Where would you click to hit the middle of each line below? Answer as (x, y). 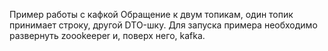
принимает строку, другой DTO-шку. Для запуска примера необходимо (163, 25)
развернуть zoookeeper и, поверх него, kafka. (107, 35)
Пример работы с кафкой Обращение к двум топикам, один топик (151, 14)
